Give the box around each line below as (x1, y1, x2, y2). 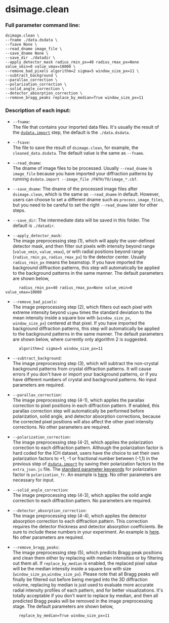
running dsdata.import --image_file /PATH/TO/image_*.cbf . (12, 176, 138, 182)
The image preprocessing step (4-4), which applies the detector (12, 512, 147, 519)
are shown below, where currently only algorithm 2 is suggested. (12, 336, 148, 342)
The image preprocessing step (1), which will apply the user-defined (12, 237, 155, 244)
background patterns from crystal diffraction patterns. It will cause (12, 365, 152, 372)
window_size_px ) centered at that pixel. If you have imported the (12, 320, 145, 326)
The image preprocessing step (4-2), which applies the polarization (12, 439, 153, 445)
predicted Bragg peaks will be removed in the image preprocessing (12, 598, 153, 604)
